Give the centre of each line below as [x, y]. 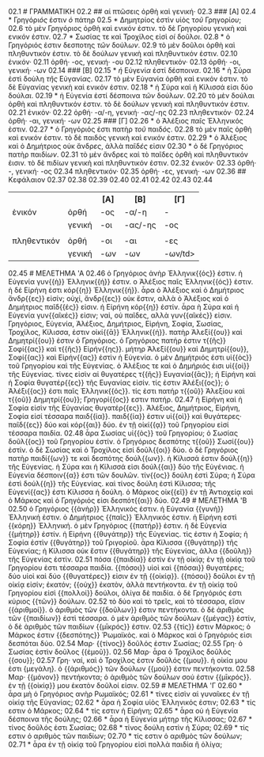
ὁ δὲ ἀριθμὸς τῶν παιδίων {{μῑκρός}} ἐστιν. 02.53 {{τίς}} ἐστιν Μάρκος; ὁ [130, 626]
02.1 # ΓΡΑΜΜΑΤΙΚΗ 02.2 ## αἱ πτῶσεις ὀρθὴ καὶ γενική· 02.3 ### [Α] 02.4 [132, 11]
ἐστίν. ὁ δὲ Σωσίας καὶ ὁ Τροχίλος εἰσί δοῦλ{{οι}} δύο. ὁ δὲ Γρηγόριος [123, 450]
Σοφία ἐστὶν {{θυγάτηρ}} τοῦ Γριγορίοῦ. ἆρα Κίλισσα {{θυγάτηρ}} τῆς [123, 542]
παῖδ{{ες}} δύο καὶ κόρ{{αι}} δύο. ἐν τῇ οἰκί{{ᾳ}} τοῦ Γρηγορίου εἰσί [119, 424]
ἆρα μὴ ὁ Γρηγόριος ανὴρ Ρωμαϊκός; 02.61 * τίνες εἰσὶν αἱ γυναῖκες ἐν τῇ [129, 694]
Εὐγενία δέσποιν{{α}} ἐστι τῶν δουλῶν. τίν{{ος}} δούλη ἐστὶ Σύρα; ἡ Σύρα [132, 475]
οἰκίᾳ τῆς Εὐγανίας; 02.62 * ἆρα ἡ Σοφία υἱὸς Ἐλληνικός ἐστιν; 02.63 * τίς [132, 702]
